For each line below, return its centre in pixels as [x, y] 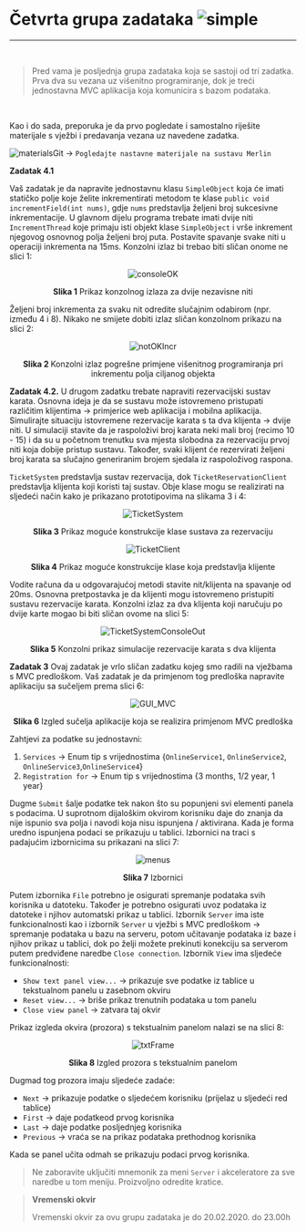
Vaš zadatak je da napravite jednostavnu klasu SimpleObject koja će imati [147, 188]
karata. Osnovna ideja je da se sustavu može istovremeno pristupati [137, 400]
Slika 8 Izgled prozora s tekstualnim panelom [153, 1062]
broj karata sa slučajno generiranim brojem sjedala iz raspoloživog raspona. [151, 459]
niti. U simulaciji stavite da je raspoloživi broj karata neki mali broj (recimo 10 [152, 429]
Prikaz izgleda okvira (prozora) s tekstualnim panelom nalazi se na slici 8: [147, 1027]
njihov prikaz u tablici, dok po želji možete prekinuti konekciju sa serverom [149, 943]
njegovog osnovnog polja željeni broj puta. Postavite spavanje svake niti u [148, 236]
